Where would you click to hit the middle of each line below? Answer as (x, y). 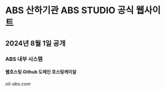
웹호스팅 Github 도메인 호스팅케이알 (41, 72)
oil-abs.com (18, 83)
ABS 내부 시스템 (24, 59)
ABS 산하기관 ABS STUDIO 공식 (70, 10)
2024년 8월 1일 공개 (35, 43)
